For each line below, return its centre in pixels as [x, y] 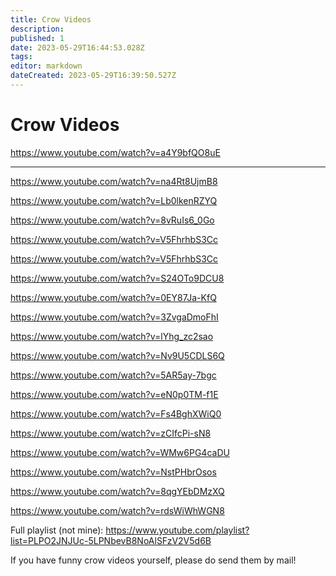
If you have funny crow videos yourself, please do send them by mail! [153, 560]
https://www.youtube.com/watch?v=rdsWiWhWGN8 [117, 510]
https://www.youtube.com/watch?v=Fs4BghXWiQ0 [116, 413]
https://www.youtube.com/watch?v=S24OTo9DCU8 [117, 278]
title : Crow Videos [51, 19]
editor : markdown [46, 66]
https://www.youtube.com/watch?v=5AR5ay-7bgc [113, 375]
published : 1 [37, 38]
